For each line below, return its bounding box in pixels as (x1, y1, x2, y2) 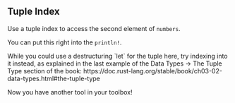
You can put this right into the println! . (7, 38, 122, 47)
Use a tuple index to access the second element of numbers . (7, 24, 181, 32)
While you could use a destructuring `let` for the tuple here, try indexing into (7, 51, 228, 60)
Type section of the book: (7, 66, 83, 75)
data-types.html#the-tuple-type (7, 74, 100, 83)
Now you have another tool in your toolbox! (7, 87, 133, 96)
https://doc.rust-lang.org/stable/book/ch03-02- (83, 66, 222, 75)
